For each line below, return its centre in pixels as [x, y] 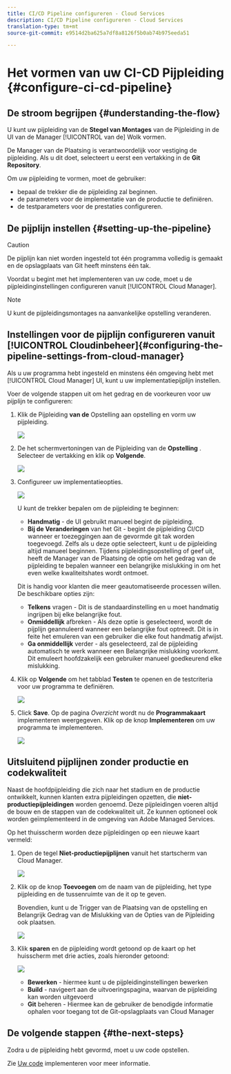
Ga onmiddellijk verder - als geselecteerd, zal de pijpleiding [112, 644]
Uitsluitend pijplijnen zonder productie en [98, 762]
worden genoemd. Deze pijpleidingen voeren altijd [147, 804]
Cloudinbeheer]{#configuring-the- [146, 346]
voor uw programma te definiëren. [66, 686]
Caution [18, 245]
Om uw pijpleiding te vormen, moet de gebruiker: [77, 179]
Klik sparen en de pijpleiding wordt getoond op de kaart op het [107, 948]
